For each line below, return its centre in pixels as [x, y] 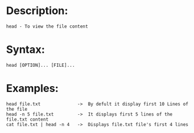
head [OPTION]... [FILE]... [41, 65]
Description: [37, 11]
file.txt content [27, 119]
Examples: [32, 88]
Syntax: [26, 50]
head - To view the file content [47, 26]
